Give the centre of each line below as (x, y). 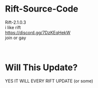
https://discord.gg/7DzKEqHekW (38, 32)
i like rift (13, 27)
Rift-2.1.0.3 (16, 22)
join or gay (16, 38)
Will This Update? (41, 67)
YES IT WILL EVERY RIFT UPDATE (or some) (49, 81)
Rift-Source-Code (42, 9)
